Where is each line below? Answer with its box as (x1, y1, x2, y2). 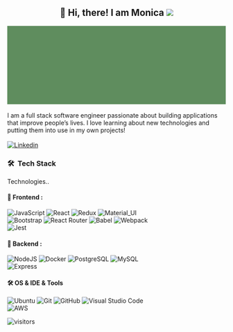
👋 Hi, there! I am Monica (60, 7, 164, 19)
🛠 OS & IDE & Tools (7, 278, 64, 287)
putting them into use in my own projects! (7, 126, 126, 134)
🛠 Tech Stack (7, 159, 57, 168)
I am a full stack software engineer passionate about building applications (7, 111, 218, 120)
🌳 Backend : (7, 239, 42, 248)
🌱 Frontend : (7, 193, 43, 202)
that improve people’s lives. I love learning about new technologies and (7, 119, 210, 127)
